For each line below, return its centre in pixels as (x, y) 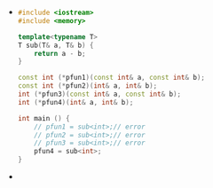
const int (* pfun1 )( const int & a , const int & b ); (111, 78)
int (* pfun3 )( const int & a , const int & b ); (99, 94)
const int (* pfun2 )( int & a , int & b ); (87, 86)
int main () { (43, 118)
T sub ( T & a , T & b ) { (55, 45)
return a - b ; (60, 53)
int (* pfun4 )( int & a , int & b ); (75, 102)
